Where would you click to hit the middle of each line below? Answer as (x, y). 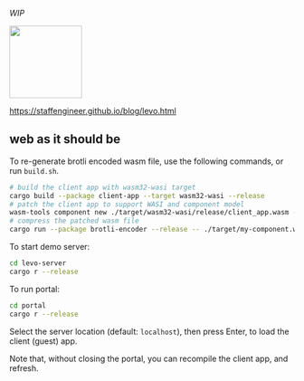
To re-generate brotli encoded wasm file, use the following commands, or (147, 161)
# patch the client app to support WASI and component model (127, 204)
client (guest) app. (43, 341)
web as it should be (65, 139)
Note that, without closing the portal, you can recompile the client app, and (149, 358)
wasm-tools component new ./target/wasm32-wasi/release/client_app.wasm (149, 213)
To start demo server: (50, 247)
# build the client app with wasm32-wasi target (103, 187)
